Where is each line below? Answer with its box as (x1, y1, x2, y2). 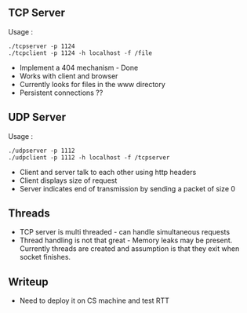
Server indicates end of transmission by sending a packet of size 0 (19, 184, 236, 193)
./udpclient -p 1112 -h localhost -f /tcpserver (8, 153, 170, 162)
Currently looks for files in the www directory (19, 79, 166, 89)
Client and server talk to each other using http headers (19, 167, 197, 177)
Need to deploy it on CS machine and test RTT (19, 296, 170, 305)
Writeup (8, 275, 49, 289)
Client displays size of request (19, 176, 118, 185)
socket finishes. (19, 253, 71, 262)
